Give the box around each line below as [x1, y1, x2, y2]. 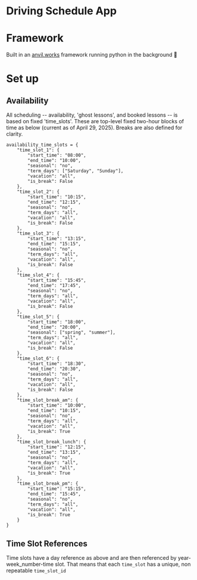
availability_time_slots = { [6, 142, 79, 148]
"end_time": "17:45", [27, 283, 82, 289]
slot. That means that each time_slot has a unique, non [55, 560, 191, 567]
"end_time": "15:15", [27, 241, 82, 247]
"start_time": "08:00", [27, 152, 86, 158]
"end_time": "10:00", [27, 158, 82, 164]
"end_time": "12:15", [27, 199, 82, 205]
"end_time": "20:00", [27, 325, 82, 330]
